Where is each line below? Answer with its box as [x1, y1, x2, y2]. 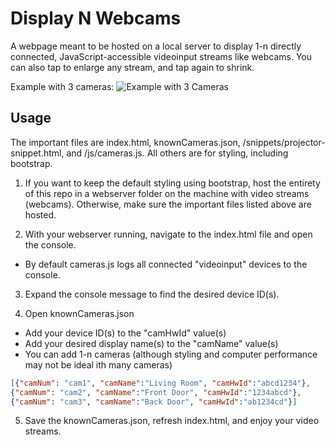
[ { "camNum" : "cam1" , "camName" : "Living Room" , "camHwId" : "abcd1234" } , [10, 378, 311, 388]
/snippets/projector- [242, 136, 326, 148]
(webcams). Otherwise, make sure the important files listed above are [24, 198, 312, 210]
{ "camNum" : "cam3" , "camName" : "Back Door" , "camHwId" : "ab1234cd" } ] [10, 397, 298, 407]
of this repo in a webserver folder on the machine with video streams [24, 187, 310, 199]
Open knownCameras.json [24, 307, 135, 319]
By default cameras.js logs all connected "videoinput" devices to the [24, 258, 308, 270]
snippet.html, [10, 147, 65, 159]
